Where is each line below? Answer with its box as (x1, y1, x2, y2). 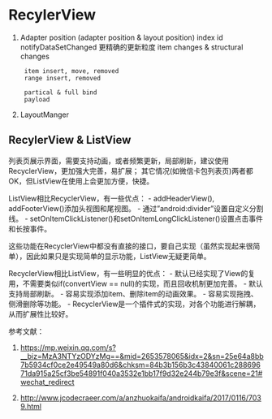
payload (24, 95, 50, 103)
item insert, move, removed (24, 67, 119, 75)
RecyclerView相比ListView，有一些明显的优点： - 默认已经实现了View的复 (8, 268, 256, 278)
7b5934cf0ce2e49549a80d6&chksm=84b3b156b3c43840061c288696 (19, 360, 261, 369)
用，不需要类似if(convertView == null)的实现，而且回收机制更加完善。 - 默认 (8, 279, 264, 288)
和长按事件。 (8, 223, 51, 233)
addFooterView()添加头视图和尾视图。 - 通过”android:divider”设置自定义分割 (8, 203, 264, 213)
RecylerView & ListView (8, 133, 132, 147)
